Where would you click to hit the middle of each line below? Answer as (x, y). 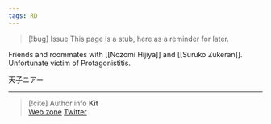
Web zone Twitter (57, 112)
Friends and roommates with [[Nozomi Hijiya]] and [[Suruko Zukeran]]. (125, 54)
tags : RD (23, 16)
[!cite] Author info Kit (63, 103)
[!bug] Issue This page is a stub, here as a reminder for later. (129, 39)
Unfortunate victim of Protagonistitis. (70, 63)
